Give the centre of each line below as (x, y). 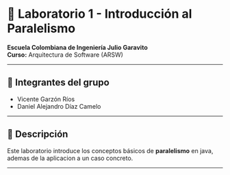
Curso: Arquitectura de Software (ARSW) (65, 55)
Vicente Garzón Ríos (46, 99)
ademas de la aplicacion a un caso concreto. (70, 158)
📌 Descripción (38, 134)
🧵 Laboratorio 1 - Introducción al (100, 14)
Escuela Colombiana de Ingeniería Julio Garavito (78, 47)
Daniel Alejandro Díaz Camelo (59, 106)
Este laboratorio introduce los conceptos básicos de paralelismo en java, (110, 150)
